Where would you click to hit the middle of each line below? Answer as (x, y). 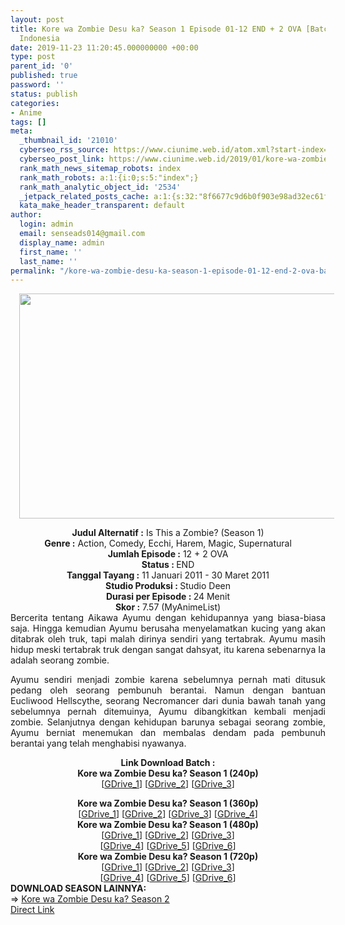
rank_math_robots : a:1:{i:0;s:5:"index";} (109, 177)
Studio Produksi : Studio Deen (168, 586)
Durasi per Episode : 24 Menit (168, 597)
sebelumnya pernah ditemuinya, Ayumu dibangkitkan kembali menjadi (168, 712)
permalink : (33, 271)
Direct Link (32, 910)
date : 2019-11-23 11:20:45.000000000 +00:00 (104, 47)
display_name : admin (62, 242)
